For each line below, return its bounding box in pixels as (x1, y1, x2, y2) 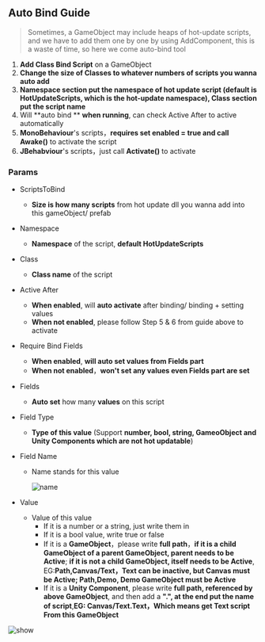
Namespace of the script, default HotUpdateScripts (31, 239, 204, 249)
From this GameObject (43, 610, 119, 620)
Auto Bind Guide (8, 6, 91, 20)
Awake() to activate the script (19, 136, 117, 146)
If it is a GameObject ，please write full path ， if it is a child (43, 539, 237, 549)
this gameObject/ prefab (31, 208, 112, 218)
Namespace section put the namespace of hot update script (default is (19, 85, 257, 94)
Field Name (19, 452, 58, 461)
